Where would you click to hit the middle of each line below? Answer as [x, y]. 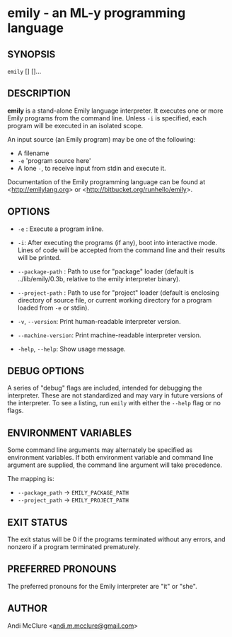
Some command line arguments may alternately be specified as [100, 450]
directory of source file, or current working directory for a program [115, 300]
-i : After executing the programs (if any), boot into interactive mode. [117, 242]
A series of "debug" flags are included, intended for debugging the [105, 388]
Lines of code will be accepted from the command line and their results [121, 250]
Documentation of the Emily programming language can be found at [106, 181]
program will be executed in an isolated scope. [75, 125]
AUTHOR [28, 608]
